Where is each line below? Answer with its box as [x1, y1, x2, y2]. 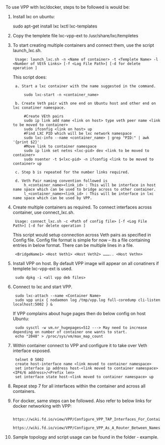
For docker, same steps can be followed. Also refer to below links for [12, 398, 152, 404]
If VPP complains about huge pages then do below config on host [12, 311, 146, 316]
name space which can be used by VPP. [12, 196, 92, 201]
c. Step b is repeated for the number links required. [15, 170, 130, 175]
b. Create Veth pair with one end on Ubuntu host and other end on [15, 101, 156, 106]
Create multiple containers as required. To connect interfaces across [12, 204, 152, 210]
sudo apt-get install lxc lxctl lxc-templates [12, 23, 98, 29]
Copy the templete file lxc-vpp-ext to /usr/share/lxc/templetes [12, 33, 138, 38]
